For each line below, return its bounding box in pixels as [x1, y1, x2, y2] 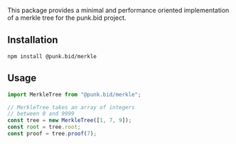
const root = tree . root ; [7, 123, 81, 131]
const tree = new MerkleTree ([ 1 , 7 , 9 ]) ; [7, 117, 132, 124]
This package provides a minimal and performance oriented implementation [7, 6, 230, 14]
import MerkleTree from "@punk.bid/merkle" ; [7, 91, 141, 98]
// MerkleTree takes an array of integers [7, 104, 135, 111]
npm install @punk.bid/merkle [7, 52, 97, 60]
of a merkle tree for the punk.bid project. [7, 13, 127, 22]
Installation [7, 34, 58, 46]
